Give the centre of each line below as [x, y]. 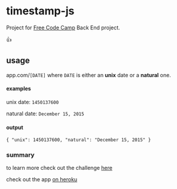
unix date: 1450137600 [33, 102]
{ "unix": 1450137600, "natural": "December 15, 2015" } [79, 140]
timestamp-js [40, 11]
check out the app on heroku [42, 179]
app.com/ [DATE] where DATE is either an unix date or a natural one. [89, 75]
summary [20, 155]
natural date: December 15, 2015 [45, 113]
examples [19, 89]
